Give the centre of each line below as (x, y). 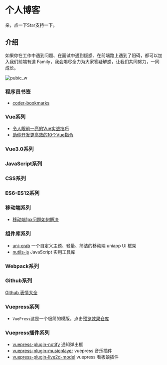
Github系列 (19, 280)
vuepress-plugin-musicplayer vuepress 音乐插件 (62, 351)
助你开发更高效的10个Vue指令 (43, 135)
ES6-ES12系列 (22, 193)
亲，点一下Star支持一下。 (31, 25)
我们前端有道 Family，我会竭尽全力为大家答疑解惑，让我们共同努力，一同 (84, 61)
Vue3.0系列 (19, 149)
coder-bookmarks (31, 103)
